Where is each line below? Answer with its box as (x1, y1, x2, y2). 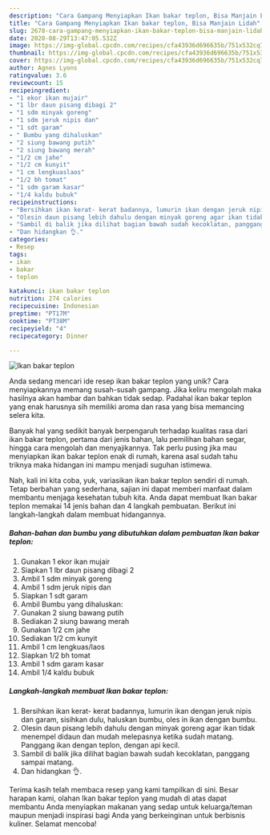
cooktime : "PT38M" (9, 317, 71, 325)
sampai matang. (20, 757, 75, 767)
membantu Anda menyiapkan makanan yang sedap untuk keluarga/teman (9, 802, 253, 812)
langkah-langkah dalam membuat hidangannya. (9, 510, 167, 520)
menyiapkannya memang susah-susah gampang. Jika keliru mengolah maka (9, 385, 262, 395)
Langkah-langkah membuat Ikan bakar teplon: (9, 686, 169, 695)
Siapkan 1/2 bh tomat (20, 651, 91, 660)
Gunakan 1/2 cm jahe (20, 625, 91, 634)
